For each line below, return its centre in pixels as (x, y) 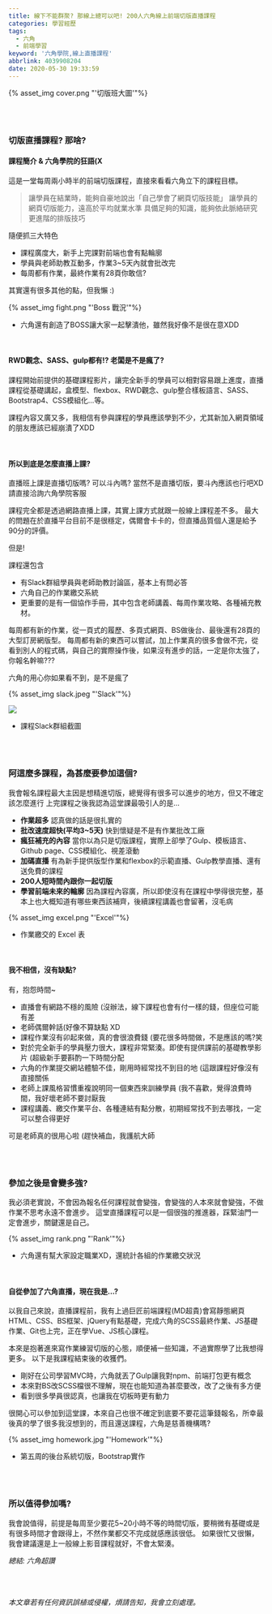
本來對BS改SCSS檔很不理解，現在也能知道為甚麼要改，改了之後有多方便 (140, 1386)
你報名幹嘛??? (32, 661)
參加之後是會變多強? (48, 1183)
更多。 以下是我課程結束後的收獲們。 (70, 1358)
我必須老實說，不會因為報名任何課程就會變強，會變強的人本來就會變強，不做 (136, 1203)
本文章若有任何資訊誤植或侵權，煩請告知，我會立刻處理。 (104, 1602)
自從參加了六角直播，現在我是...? (64, 1291)
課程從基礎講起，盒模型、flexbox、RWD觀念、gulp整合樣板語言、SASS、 (131, 390)
